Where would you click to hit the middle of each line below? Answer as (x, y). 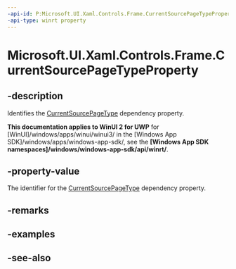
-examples (31, 234)
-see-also (29, 258)
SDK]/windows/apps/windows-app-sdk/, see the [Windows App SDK (108, 142)
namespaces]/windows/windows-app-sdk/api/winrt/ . (88, 149)
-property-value (44, 171)
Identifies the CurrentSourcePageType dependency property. (96, 113)
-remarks (28, 210)
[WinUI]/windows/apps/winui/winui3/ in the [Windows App (92, 134)
